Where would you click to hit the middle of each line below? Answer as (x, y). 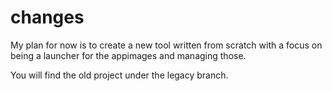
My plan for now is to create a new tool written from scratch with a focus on (166, 45)
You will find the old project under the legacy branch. (119, 75)
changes (47, 17)
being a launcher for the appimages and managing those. (128, 55)
